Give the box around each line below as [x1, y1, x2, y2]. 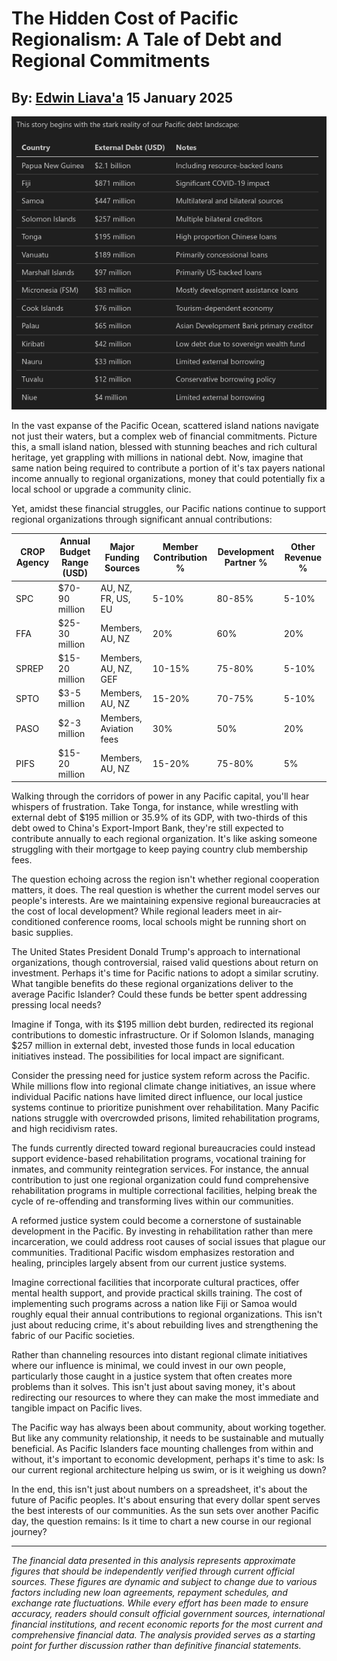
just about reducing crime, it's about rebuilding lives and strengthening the [11, 1319, 319, 1331]
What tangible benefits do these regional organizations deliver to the [11, 978, 294, 990]
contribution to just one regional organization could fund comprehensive [11, 1174, 309, 1186]
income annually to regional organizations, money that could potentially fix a [11, 472, 326, 484]
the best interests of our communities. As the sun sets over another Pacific [11, 1505, 319, 1517]
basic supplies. [11, 927, 74, 939]
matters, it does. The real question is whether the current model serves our [11, 884, 321, 896]
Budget [59, 546, 91, 558]
